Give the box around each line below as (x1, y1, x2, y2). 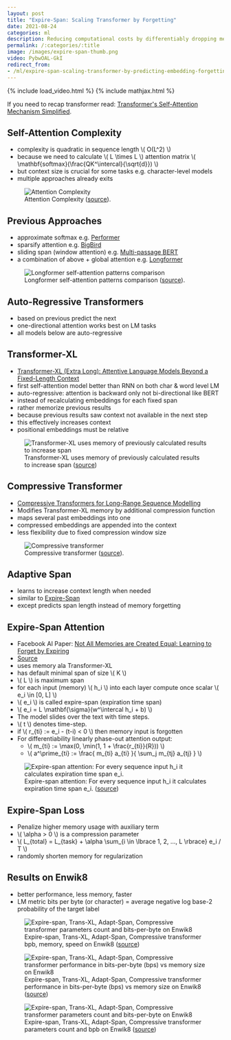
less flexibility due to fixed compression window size (16, 528, 167, 537)
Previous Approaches (7, 215, 102, 227)
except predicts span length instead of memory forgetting (16, 601, 181, 609)
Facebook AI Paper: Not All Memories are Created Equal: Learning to (16, 640, 212, 648)
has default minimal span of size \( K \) (16, 669, 127, 678)
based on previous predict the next (16, 314, 117, 322)
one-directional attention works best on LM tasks (16, 321, 157, 329)
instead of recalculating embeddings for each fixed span (16, 396, 177, 404)
